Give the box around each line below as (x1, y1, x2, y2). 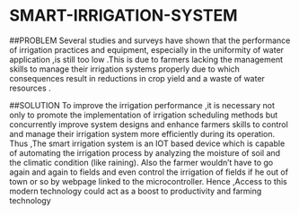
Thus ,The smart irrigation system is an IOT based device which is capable (9, 138, 286, 149)
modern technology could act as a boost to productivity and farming (9, 185, 262, 196)
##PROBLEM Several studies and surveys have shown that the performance (9, 35, 291, 46)
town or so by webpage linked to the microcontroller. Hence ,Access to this (9, 176, 287, 186)
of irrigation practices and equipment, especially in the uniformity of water (9, 44, 285, 55)
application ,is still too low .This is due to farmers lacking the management (9, 54, 284, 64)
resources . (9, 82, 51, 93)
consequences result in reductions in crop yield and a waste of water (9, 73, 265, 83)
